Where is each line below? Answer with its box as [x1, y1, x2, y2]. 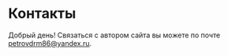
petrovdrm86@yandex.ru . [8, 38, 92, 47]
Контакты [8, 5, 77, 23]
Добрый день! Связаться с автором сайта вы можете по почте [8, 30, 221, 40]
